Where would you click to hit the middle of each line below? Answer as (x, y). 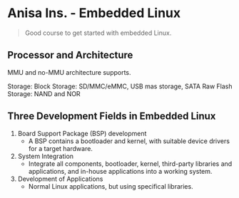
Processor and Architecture (70, 55)
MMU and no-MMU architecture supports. (69, 72)
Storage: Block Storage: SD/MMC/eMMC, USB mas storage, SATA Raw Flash (120, 86)
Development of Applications (60, 179)
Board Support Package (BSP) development (82, 133)
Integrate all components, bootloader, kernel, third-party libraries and (130, 163)
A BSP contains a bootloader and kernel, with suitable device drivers (129, 141)
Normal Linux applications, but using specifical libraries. (111, 186)
